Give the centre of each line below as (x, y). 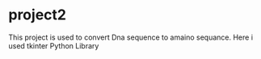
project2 (38, 15)
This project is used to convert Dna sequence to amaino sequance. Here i (130, 37)
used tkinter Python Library (54, 45)
